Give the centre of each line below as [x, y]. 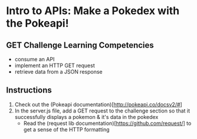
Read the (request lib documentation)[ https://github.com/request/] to [107, 123]
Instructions [29, 90]
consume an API [35, 59]
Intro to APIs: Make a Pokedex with [93, 11]
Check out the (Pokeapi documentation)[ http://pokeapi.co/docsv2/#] [98, 104]
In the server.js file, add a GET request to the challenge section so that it [102, 111]
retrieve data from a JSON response [58, 72]
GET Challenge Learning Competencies [80, 45]
